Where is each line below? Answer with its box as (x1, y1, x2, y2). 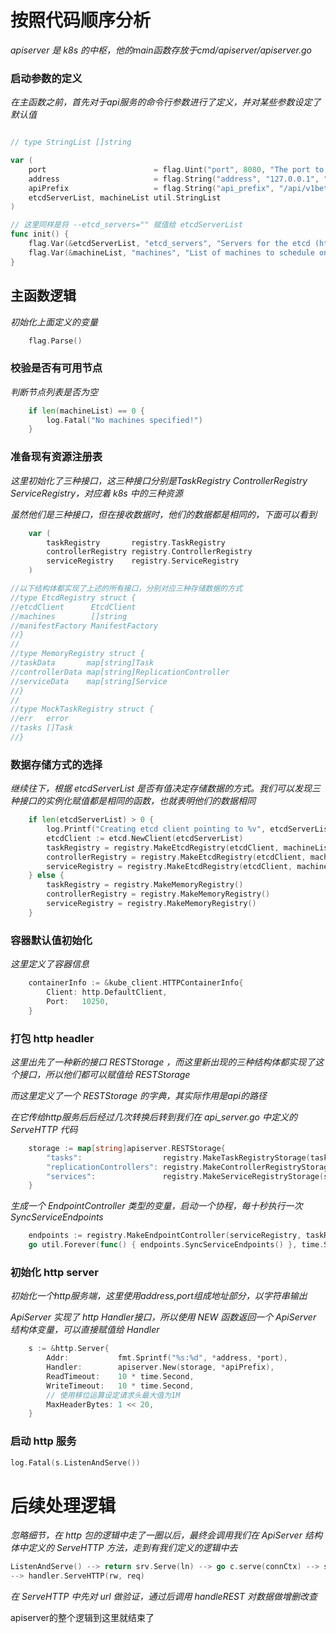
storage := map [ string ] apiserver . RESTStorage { (28, 1143, 226, 1153)
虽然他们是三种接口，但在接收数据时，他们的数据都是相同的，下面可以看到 (10, 508, 317, 520)
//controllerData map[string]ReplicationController (10, 667, 230, 677)
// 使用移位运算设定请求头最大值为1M (46, 1390, 181, 1400)
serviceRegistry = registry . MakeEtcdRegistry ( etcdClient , (46, 861, 293, 871)
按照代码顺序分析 (10, 9, 152, 32)
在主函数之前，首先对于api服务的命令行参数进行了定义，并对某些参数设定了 (10, 96, 322, 108)
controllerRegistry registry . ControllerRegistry (46, 547, 253, 557)
